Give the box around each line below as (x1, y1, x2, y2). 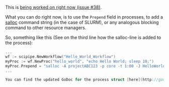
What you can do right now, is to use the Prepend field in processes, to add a (5, 14, 163, 20)
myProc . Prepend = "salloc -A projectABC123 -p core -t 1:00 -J (5, 63, 141, 68)
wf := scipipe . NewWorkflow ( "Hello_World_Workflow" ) (5, 54, 116, 59)
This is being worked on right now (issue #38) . (5, 5, 102, 10)
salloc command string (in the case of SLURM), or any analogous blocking (5, 20, 159, 25)
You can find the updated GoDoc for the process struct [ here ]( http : (5, 77, 154, 82)
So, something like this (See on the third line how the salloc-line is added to (5, 35, 161, 40)
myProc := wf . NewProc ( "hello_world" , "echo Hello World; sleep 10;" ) (5, 59, 154, 64)
